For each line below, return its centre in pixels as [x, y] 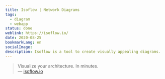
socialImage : [19, 47]
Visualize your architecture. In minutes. [58, 66]
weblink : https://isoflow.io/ [37, 33]
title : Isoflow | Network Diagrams [43, 10]
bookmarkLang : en [23, 42]
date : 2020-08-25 [23, 38]
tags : [11, 14]
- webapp [19, 24]
